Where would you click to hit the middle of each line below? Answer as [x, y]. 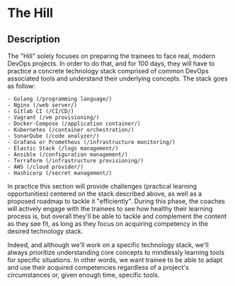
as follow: [21, 86]
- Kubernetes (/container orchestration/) [71, 130]
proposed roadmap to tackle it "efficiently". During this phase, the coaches [116, 201]
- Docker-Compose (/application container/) [74, 124]
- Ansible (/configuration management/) [68, 155]
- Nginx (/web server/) [42, 105]
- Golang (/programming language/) [60, 99]
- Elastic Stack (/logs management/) [63, 148]
